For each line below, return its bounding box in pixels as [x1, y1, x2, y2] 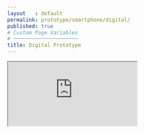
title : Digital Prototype [7, 42, 81, 49]
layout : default [7, 10, 63, 17]
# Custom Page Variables [7, 29, 78, 36]
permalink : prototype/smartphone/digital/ [7, 16, 131, 23]
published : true [7, 23, 54, 29]
